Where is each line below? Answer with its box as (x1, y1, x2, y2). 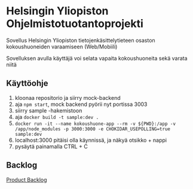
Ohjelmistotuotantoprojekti (6, 17, 143, 31)
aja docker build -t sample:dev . (14, 113, 99, 120)
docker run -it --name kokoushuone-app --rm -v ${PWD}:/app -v (14, 121, 176, 127)
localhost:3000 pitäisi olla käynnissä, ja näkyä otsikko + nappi (14, 136, 167, 144)
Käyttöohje (6, 78, 48, 89)
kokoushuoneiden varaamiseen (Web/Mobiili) (6, 43, 118, 50)
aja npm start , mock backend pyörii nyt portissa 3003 (14, 100, 148, 108)
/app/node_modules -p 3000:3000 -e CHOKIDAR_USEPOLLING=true (14, 126, 171, 132)
